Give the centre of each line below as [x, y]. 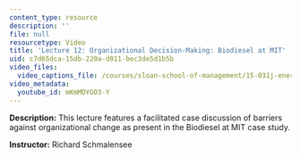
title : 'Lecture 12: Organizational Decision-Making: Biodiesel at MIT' [148, 51]
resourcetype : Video [48, 42]
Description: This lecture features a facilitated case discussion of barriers [146, 118]
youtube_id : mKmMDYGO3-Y [64, 92]
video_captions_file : [58, 76]
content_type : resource [54, 17]
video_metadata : [39, 84]
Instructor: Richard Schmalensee [71, 145]
